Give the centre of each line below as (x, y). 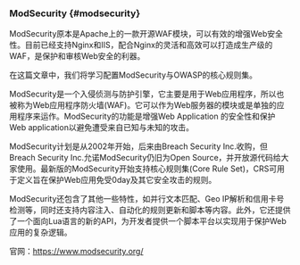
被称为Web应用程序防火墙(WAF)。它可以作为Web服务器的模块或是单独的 (143, 105)
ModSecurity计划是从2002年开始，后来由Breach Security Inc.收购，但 (138, 146)
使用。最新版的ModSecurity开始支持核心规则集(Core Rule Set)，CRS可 (147, 169)
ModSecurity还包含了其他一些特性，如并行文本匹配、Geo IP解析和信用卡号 (147, 199)
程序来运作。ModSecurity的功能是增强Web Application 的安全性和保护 (146, 116)
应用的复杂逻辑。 (41, 232)
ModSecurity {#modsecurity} (75, 13)
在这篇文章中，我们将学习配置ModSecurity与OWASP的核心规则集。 (133, 75)
